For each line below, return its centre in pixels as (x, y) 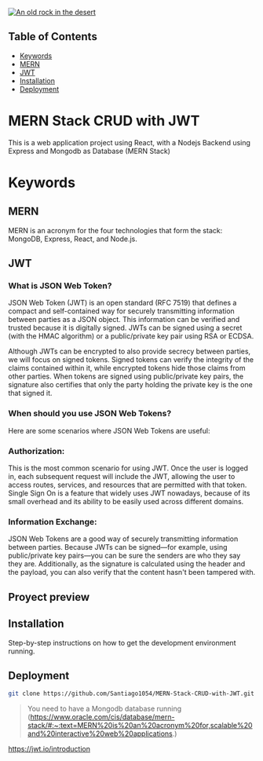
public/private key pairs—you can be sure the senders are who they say (124, 556)
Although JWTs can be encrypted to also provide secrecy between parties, (130, 351)
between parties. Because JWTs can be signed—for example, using (118, 547)
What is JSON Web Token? (60, 286)
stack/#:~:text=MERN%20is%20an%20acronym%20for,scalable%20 (140, 726)
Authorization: (37, 451)
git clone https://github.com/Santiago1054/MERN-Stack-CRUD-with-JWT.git (131, 694)
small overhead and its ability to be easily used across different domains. (126, 502)
